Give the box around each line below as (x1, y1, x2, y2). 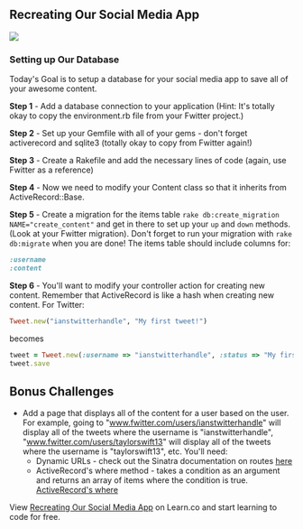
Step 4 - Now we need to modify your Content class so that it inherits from (9, 182, 287, 193)
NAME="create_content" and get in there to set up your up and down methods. (9, 218, 291, 229)
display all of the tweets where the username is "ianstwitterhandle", (22, 427, 273, 438)
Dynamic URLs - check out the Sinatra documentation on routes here (35, 456, 293, 467)
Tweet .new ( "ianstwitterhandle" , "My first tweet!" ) (9, 316, 207, 326)
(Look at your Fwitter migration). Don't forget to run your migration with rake (9, 228, 293, 239)
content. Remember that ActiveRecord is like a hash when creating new (9, 289, 275, 301)
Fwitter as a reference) (9, 164, 95, 175)
